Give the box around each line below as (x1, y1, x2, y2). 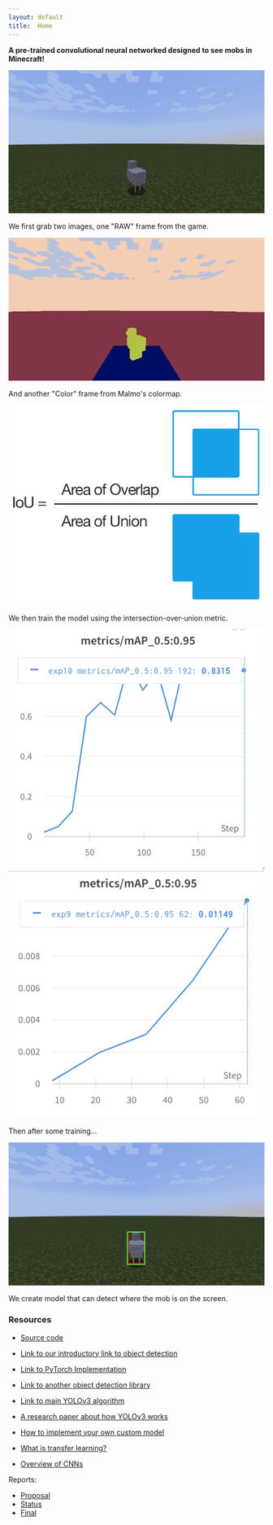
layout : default (8, 13, 63, 21)
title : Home (8, 21, 53, 30)
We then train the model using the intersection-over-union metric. (8, 613, 228, 623)
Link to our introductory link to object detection (19, 1348, 178, 1358)
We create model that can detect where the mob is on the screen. (8, 1294, 228, 1304)
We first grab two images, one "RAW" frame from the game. (8, 221, 209, 231)
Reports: (8, 1475, 37, 1484)
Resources (8, 1314, 52, 1326)
